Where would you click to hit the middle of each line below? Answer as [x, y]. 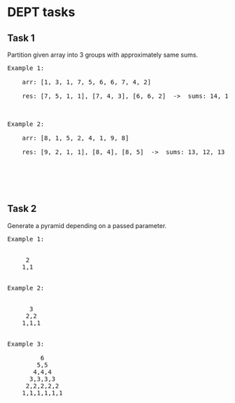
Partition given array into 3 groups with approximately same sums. [102, 55]
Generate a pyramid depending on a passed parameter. [87, 225]
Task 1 [21, 38]
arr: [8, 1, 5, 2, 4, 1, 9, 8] [76, 138]
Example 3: [26, 344]
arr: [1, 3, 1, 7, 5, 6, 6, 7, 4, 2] [87, 82]
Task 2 [22, 209]
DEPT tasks [41, 12]
